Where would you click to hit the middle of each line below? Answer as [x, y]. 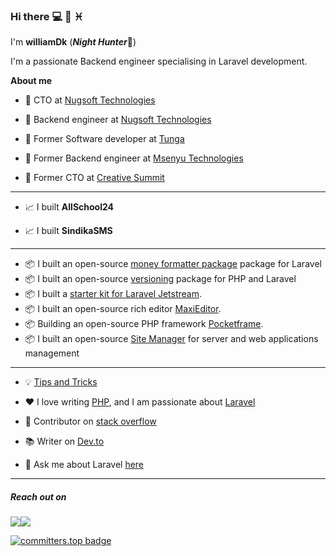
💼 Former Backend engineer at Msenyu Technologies [134, 158]
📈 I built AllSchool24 [69, 207]
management [52, 353]
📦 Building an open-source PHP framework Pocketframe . [144, 324]
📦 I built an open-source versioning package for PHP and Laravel [160, 279]
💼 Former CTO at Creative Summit [94, 178]
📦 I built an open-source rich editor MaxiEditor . [123, 309]
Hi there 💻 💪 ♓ [47, 16]
